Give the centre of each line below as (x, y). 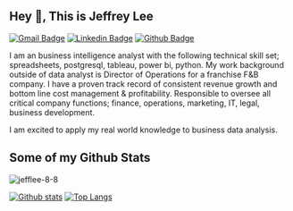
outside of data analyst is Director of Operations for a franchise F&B (134, 74)
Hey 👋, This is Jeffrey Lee (81, 17)
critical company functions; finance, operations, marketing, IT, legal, (135, 103)
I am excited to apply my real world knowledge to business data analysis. (144, 130)
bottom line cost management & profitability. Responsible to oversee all (140, 93)
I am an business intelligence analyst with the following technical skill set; (144, 55)
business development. (52, 112)
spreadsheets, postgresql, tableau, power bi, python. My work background (146, 64)
